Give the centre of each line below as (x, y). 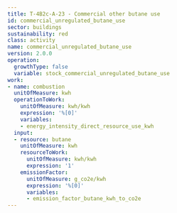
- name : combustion (36, 87)
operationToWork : (39, 100)
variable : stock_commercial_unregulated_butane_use (92, 73)
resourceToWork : (44, 153)
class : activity (31, 40)
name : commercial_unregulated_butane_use (70, 47)
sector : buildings (34, 27)
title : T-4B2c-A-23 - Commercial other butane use (84, 14)
